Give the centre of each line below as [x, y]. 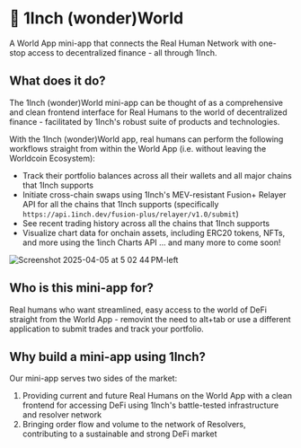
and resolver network [62, 415]
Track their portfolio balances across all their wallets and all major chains [157, 175]
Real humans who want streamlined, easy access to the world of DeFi [138, 310]
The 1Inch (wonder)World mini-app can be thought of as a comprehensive [146, 102]
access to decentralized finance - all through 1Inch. [122, 52]
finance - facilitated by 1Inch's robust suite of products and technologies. [145, 121]
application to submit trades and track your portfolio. [106, 329]
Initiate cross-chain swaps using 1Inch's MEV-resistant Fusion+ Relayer [154, 194]
